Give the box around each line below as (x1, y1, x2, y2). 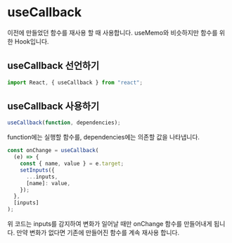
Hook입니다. (14, 37, 49, 46)
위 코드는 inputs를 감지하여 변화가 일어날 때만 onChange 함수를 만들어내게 (7, 220, 212, 228)
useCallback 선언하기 (7, 60, 100, 72)
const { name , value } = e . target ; (20, 160, 124, 168)
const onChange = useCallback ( (7, 147, 99, 154)
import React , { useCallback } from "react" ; (7, 79, 143, 86)
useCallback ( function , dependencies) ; (7, 119, 121, 127)
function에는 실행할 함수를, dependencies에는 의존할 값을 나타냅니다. (7, 133, 200, 142)
